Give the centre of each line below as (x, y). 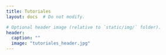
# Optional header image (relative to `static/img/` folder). (84, 27)
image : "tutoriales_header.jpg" (51, 43)
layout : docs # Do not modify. (45, 17)
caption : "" (26, 38)
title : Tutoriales (28, 11)
